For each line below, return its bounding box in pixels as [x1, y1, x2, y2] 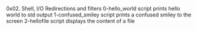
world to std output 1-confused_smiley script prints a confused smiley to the [6, 11, 192, 18]
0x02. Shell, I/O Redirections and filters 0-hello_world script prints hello [6, 5, 180, 12]
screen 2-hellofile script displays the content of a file [6, 18, 135, 24]
